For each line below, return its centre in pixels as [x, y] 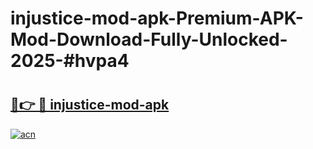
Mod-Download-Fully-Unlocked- [149, 39]
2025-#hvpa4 [70, 61]
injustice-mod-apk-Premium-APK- [157, 18]
